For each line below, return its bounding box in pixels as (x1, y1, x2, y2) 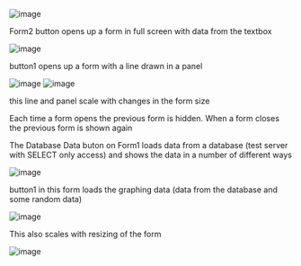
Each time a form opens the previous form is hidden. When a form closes (9, 113, 280, 123)
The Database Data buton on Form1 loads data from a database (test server (9, 140, 288, 150)
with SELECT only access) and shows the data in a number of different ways (9, 149, 292, 160)
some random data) (9, 194, 83, 204)
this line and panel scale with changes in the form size (9, 95, 210, 106)
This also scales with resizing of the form (9, 229, 162, 239)
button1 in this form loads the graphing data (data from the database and (9, 184, 279, 195)
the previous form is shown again (9, 122, 133, 133)
